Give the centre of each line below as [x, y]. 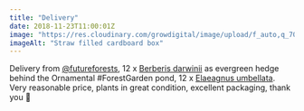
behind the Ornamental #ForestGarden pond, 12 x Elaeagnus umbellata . [142, 79]
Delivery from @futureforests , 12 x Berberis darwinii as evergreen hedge [144, 69]
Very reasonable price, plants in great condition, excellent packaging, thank [150, 88]
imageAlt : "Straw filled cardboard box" [87, 43]
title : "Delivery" [44, 18]
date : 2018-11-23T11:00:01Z [62, 26]
